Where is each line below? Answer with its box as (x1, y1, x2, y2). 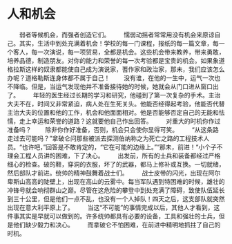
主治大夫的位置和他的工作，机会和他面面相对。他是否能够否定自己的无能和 (7, 108, 219, 116)
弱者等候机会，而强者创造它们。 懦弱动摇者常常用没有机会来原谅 (19, 30, 215, 39)
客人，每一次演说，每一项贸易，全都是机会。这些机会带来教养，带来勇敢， (12, 48, 225, 56)
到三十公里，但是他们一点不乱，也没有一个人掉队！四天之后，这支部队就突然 (7, 194, 225, 203)
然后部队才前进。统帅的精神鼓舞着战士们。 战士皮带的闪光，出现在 (7, 169, 209, 177)
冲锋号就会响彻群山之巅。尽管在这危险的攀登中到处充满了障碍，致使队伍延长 (7, 186, 225, 194)
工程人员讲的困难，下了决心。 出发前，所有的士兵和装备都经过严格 (19, 151, 221, 160)
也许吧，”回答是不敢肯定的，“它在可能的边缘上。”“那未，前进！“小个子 (21, 142, 217, 151)
